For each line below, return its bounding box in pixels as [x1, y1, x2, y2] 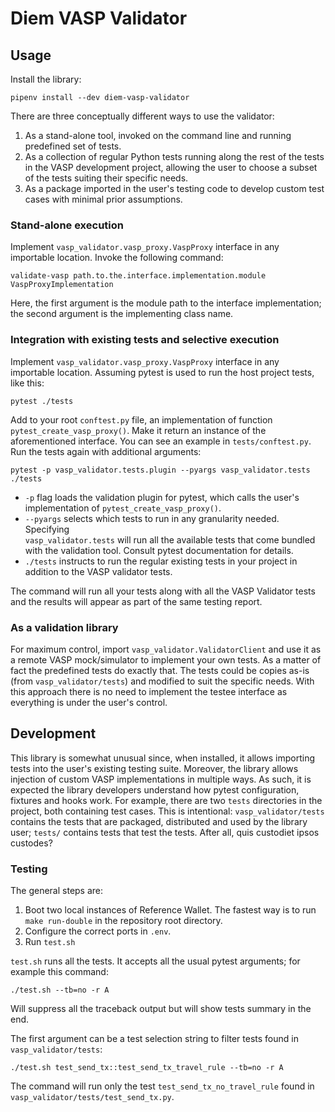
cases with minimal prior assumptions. [24, 193, 183, 205]
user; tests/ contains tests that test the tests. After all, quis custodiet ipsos [10, 826, 320, 838]
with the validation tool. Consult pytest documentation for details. [24, 544, 294, 556]
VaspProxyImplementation [10, 280, 114, 290]
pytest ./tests [10, 396, 74, 406]
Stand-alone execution [10, 218, 124, 232]
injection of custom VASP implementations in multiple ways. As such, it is [10, 773, 312, 785]
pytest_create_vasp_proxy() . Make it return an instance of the [10, 424, 267, 436]
